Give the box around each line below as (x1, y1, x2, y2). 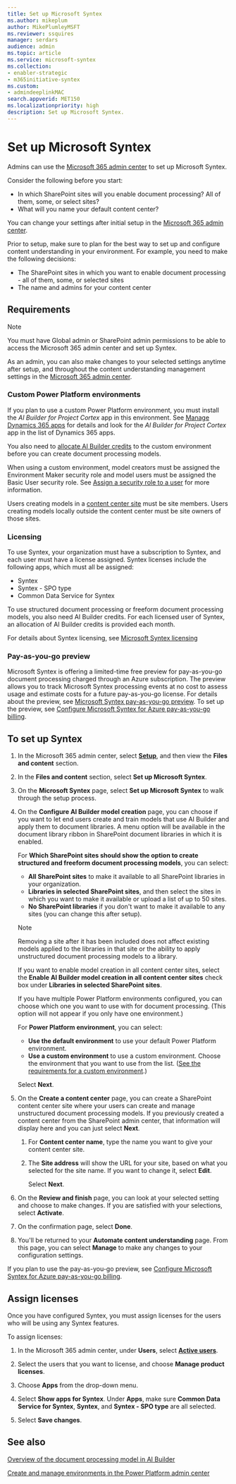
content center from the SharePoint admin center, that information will (17, 1117, 221, 1125)
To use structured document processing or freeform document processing (7, 605, 224, 614)
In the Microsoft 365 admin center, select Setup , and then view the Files (17, 752, 228, 760)
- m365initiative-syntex (7, 75, 80, 83)
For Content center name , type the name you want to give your (27, 1138, 213, 1146)
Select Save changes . (17, 1416, 82, 1425)
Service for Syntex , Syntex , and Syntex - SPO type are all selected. (17, 1402, 216, 1411)
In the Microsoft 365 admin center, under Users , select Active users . (17, 1346, 218, 1355)
